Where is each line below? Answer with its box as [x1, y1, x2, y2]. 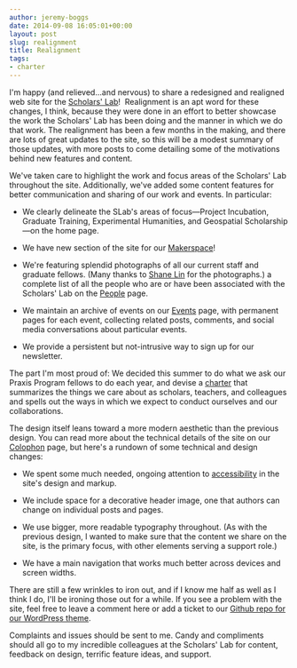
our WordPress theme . [9, 612, 91, 623]
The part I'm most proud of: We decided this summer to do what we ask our [9, 368, 286, 378]
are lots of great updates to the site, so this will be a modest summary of [9, 134, 274, 145]
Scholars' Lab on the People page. [21, 288, 149, 298]
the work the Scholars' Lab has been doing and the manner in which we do [9, 115, 284, 125]
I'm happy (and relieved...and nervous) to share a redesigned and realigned [9, 86, 285, 98]
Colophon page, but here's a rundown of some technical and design [9, 441, 259, 452]
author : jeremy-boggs [9, 12, 90, 22]
